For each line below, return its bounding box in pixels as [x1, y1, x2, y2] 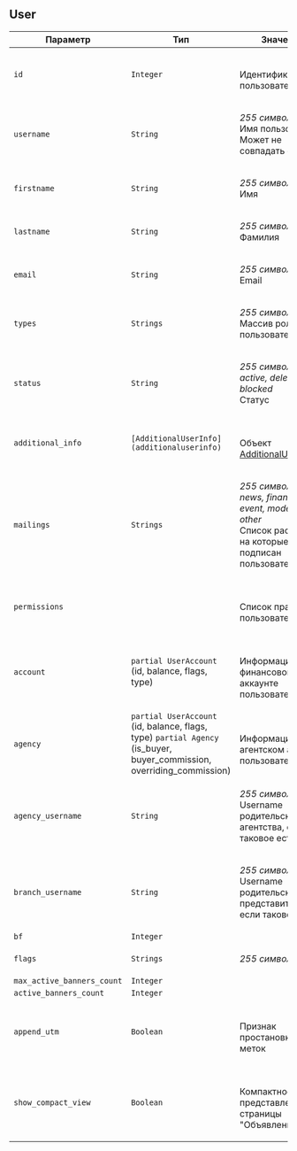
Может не [239, 133, 283, 145]
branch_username [13, 887, 82, 897]
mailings [13, 520, 50, 529]
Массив [239, 317, 274, 329]
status [13, 378, 42, 388]
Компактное [239, 1085, 293, 1097]
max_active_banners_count [13, 976, 123, 985]
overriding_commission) [131, 764, 232, 776]
